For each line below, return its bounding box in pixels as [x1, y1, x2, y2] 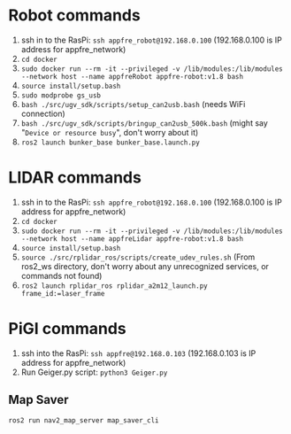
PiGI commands [8, 319, 127, 339]
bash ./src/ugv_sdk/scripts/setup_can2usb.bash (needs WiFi [20, 98, 246, 109]
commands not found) [20, 270, 103, 281]
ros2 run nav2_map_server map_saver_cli [8, 415, 160, 425]
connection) [20, 108, 65, 119]
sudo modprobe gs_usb [20, 90, 101, 100]
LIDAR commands [8, 167, 142, 188]
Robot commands [8, 5, 141, 26]
